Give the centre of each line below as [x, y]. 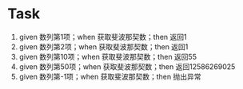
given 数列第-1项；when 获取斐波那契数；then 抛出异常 [110, 76]
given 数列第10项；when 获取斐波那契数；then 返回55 [108, 56]
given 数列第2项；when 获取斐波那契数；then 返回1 [104, 46]
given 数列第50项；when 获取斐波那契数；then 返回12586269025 [127, 66]
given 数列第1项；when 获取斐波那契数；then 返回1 [103, 37]
